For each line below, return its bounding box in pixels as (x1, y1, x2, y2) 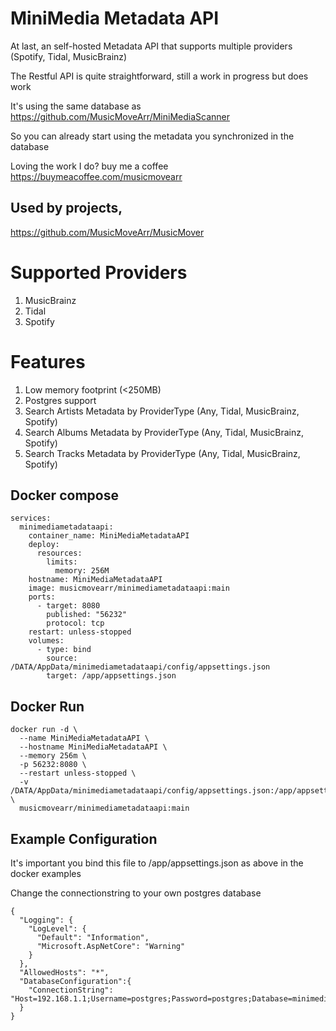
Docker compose (10, 487, 119, 504)
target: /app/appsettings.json (46, 671, 177, 681)
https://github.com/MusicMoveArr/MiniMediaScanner (10, 110, 230, 122)
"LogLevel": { (28, 924, 87, 934)
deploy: (28, 540, 60, 550)
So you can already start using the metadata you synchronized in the (10, 130, 295, 142)
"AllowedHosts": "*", (19, 968, 110, 978)
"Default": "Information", (36, 933, 150, 943)
